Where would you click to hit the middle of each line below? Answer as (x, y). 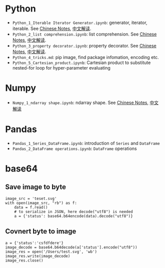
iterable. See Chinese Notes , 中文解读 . (52, 28)
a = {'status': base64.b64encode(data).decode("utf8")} (74, 216)
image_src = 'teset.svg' (31, 198)
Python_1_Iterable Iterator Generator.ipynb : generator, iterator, (80, 22)
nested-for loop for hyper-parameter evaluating (61, 67)
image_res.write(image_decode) (38, 256)
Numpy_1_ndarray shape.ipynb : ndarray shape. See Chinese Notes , (80, 102)
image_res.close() (24, 260)
